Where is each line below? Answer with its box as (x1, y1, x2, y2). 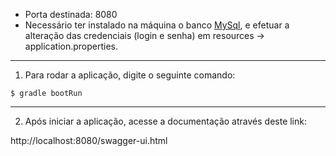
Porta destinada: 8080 (24, 9, 118, 20)
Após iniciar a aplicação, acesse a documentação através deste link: (24, 115, 307, 127)
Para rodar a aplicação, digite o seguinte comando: (24, 69, 236, 81)
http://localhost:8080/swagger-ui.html (10, 135, 168, 146)
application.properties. (24, 40, 119, 52)
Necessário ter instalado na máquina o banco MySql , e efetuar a (24, 19, 290, 31)
